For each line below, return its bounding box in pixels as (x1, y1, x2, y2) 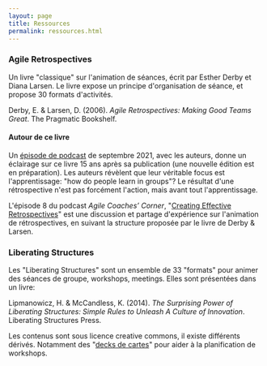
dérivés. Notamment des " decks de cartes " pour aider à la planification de (8, 340, 256, 350)
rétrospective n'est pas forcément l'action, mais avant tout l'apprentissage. (8, 184, 258, 195)
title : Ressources (8, 19, 70, 28)
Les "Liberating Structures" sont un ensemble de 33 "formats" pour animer (8, 265, 259, 275)
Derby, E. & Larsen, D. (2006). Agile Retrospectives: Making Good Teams (8, 105, 252, 114)
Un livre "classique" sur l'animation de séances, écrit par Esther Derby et (8, 72, 252, 82)
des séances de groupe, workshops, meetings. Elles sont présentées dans (8, 273, 256, 284)
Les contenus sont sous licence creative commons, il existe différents (8, 331, 241, 341)
